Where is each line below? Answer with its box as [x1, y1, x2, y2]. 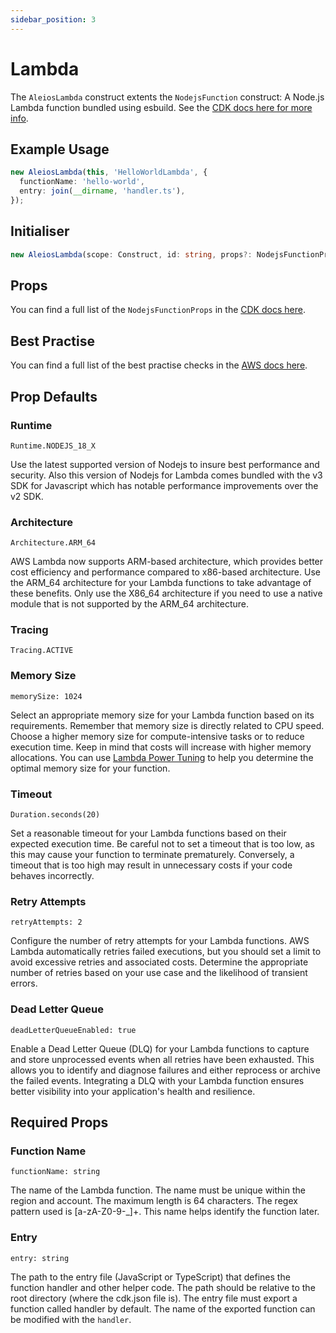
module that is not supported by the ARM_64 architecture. [10, 598, 250, 610]
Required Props [10, 1114, 109, 1131]
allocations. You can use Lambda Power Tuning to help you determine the [10, 751, 314, 763]
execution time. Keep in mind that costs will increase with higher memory [10, 741, 312, 753]
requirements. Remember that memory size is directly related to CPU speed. [10, 719, 325, 731]
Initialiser [10, 223, 70, 240]
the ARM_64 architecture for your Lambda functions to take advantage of [10, 577, 312, 589]
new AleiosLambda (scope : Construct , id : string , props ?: [10, 249, 253, 260]
